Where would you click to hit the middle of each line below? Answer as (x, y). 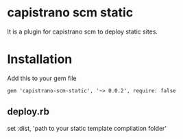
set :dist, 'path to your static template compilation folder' (87, 128)
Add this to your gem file (42, 78)
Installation (40, 59)
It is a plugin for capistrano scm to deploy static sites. (83, 31)
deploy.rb (28, 112)
